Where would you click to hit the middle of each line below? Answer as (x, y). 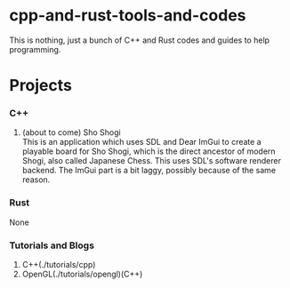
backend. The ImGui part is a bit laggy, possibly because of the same (149, 171)
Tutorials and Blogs (52, 245)
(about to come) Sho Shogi (72, 132)
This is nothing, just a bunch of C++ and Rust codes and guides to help (139, 40)
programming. (35, 49)
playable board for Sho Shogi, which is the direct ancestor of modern (149, 151)
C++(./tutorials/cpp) (59, 265)
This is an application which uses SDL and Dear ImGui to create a (141, 142)
